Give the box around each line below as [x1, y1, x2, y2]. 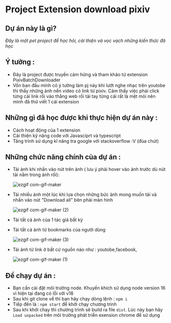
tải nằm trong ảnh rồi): [12, 171, 60, 178]
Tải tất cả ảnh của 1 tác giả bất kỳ [12, 217, 83, 223]
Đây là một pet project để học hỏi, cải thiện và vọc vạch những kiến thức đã [5, 37, 166, 44]
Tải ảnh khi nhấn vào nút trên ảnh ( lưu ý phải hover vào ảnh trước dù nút [12, 166, 166, 173]
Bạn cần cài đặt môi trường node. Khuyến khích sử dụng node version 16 [12, 285, 166, 291]
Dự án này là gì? [5, 24, 57, 33]
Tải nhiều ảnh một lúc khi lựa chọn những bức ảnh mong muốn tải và [12, 191, 157, 198]
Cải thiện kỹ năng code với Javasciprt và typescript [12, 132, 121, 139]
